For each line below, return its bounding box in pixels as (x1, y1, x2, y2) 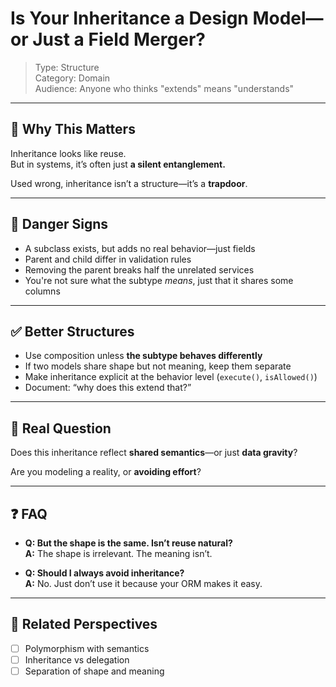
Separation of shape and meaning (24, 665, 165, 677)
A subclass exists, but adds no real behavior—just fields (24, 242, 256, 254)
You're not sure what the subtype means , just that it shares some (24, 274, 294, 286)
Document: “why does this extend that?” (24, 382, 192, 394)
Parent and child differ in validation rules (24, 253, 192, 265)
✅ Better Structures (10, 323, 135, 340)
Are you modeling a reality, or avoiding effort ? (10, 466, 202, 478)
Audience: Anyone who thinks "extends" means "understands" (34, 82, 295, 94)
